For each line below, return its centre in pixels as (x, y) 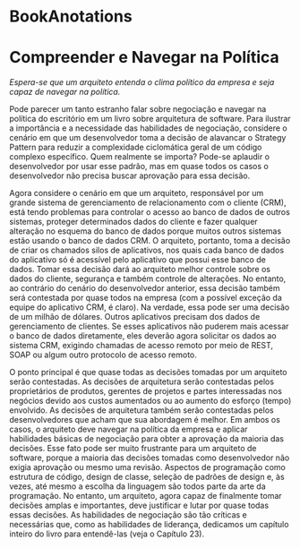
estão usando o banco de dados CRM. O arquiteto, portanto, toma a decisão (150, 241)
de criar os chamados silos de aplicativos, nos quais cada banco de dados (147, 250)
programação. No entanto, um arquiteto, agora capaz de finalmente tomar (146, 496)
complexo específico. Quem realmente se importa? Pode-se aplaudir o (140, 157)
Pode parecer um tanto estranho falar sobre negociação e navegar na (138, 109)
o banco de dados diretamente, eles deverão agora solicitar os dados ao (143, 336)
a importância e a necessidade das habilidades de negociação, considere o (149, 128)
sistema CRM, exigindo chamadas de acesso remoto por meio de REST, (141, 346)
